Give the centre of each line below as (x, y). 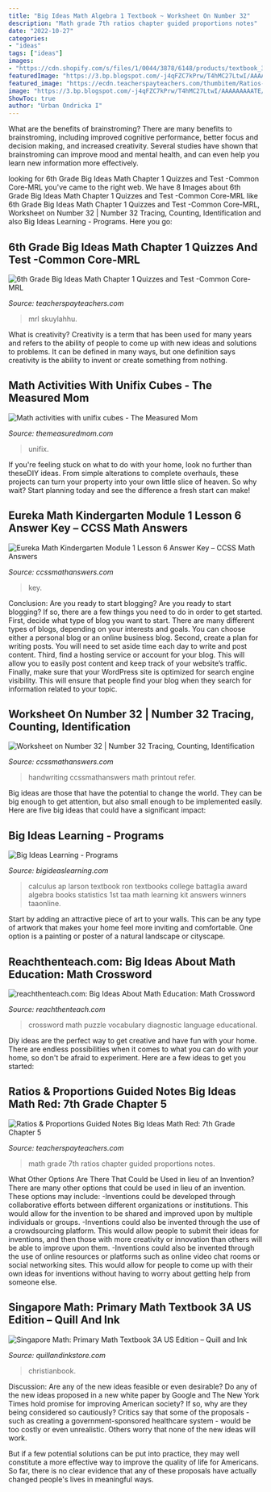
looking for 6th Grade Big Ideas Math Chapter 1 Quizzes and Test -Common (134, 179)
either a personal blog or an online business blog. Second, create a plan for (133, 637)
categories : (28, 38)
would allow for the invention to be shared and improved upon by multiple (131, 1213)
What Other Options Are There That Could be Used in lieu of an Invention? (131, 1179)
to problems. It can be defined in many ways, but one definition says (122, 351)
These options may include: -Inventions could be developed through (122, 1196)
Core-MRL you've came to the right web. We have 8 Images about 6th (125, 187)
